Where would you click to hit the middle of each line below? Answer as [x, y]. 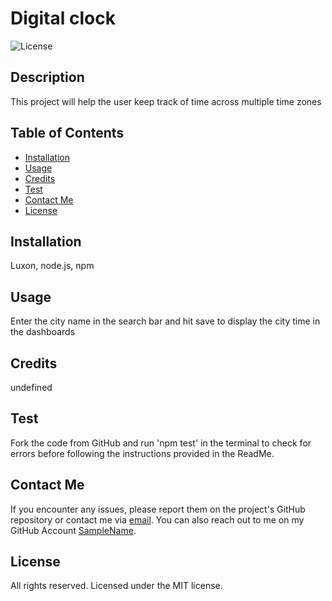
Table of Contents [67, 133]
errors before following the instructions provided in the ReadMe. [142, 453]
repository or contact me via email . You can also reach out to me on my [157, 519]
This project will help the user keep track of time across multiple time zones [166, 101]
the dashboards [43, 332]
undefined [31, 387]
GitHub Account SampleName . [73, 530]
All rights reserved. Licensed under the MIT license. [116, 586]
